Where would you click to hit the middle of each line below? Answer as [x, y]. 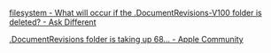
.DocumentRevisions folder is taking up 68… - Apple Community [126, 39]
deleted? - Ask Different [53, 22]
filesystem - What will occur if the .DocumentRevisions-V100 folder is [136, 13]
